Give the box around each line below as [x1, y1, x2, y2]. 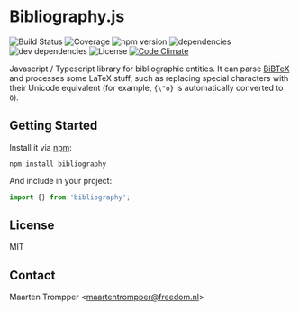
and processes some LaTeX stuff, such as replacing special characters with [9, 72, 289, 83]
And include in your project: [9, 175, 113, 186]
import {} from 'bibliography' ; [9, 192, 131, 202]
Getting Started [9, 118, 98, 133]
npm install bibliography [9, 160, 106, 169]
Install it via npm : [9, 142, 72, 152]
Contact [9, 268, 56, 283]
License [9, 218, 55, 233]
